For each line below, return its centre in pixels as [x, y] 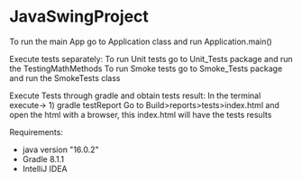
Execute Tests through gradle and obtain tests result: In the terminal [135, 95]
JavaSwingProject [79, 17]
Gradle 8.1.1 [43, 158]
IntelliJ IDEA [45, 168]
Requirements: [36, 131]
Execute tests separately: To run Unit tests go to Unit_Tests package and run [151, 59]
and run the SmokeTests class [65, 77]
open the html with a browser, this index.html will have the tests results [141, 114]
